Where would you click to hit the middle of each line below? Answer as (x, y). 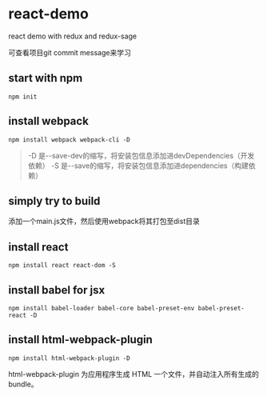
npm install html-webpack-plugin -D (69, 358)
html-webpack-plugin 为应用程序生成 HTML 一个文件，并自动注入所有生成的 (134, 374)
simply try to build (54, 201)
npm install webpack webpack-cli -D (69, 140)
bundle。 (23, 384)
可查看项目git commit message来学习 (70, 52)
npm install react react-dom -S (62, 266)
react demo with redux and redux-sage (73, 36)
